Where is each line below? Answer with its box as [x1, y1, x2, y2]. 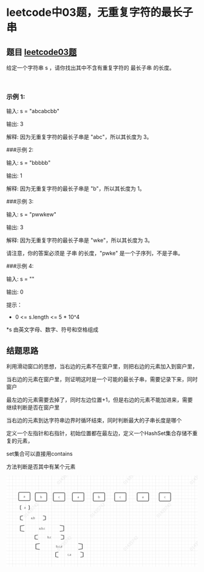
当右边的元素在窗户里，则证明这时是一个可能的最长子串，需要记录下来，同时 [6, 376, 198, 383]
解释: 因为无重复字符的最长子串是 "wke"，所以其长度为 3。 [6, 236, 154, 244]
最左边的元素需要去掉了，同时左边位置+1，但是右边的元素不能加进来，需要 [6, 396, 193, 404]
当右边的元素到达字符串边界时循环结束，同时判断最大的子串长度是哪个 [6, 417, 182, 424]
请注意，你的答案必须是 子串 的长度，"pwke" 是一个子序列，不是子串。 [6, 250, 183, 257]
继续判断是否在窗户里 [6, 404, 59, 411]
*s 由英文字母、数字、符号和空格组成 [6, 326, 99, 333]
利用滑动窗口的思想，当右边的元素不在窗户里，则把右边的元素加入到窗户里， [6, 363, 198, 370]
